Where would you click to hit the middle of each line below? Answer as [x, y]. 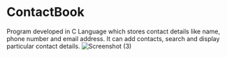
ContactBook [45, 12]
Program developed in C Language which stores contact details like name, [113, 31]
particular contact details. [43, 46]
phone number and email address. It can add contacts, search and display [113, 38]
